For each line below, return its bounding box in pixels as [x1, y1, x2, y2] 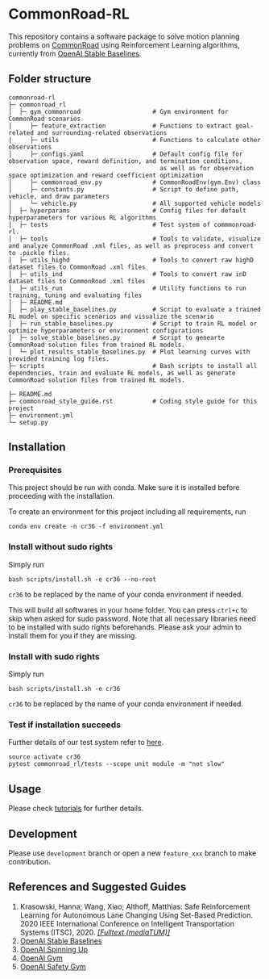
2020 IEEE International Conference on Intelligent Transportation [19, 918, 235, 928]
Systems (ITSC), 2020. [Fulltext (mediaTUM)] [19, 927, 171, 937]
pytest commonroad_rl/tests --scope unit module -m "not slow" [8, 760, 226, 768]
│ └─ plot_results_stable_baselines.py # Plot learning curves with [8, 348, 250, 356]
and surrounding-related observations [37, 128, 168, 137]
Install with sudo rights [8, 651, 100, 662]
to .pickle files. [8, 249, 70, 257]
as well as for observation [159, 164, 254, 172]
